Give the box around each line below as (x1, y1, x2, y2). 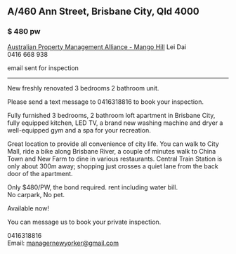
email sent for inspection (7, 63, 79, 72)
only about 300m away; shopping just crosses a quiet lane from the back (7, 161, 219, 171)
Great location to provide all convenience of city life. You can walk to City (7, 140, 219, 148)
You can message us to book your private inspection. (7, 218, 162, 226)
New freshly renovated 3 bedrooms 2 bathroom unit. (7, 83, 159, 92)
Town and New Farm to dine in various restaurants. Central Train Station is (7, 154, 223, 163)
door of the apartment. (7, 169, 73, 178)
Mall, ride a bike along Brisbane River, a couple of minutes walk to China (7, 147, 216, 155)
